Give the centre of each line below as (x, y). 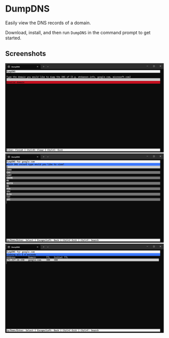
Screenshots (26, 54)
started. (13, 38)
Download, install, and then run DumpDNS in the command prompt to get (78, 32)
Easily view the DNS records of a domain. (48, 23)
